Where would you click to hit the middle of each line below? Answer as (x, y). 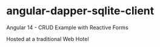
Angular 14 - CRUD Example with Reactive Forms (67, 27)
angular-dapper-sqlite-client (80, 11)
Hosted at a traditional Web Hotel (48, 39)
